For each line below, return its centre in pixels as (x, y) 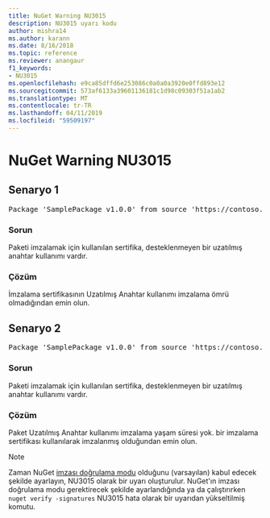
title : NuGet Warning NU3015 (57, 16)
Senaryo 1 (33, 190)
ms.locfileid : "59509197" (52, 121)
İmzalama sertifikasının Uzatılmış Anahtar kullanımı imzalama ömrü (119, 294)
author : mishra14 (37, 31)
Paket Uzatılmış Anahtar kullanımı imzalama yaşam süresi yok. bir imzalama (133, 433)
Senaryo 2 (35, 328)
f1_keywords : (30, 68)
